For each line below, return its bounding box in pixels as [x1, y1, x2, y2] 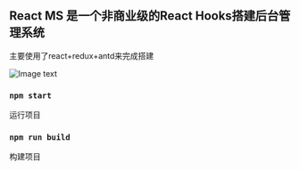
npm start [9, 90, 52, 101]
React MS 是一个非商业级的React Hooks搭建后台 [9, 8, 279, 24]
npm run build [9, 133, 71, 142]
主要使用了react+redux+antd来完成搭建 [9, 50, 154, 61]
